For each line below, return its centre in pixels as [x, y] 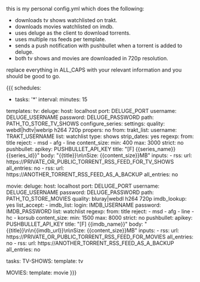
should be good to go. [33, 76]
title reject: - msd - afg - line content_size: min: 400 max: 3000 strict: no [95, 142]
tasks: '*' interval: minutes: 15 [51, 99]
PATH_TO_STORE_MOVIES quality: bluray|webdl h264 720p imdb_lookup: [96, 199]
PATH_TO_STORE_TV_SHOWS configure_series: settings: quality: [86, 124]
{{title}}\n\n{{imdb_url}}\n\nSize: [46, 230]
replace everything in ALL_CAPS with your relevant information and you [94, 70]
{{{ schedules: [24, 88]
